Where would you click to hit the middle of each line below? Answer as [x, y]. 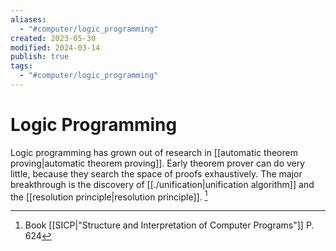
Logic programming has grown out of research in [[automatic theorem [154, 152]
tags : [21, 66]
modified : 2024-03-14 [55, 47]
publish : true [40, 57]
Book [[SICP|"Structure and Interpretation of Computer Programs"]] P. [169, 225]
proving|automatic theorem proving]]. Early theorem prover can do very [158, 163]
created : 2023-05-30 [53, 38]
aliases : [28, 19]
